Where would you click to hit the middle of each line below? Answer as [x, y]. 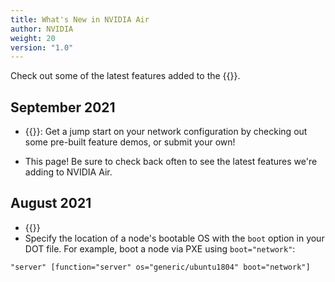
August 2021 [51, 203]
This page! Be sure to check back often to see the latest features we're [171, 162]
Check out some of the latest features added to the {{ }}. [125, 76]
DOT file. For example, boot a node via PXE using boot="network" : [160, 248]
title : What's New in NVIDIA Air [80, 19]
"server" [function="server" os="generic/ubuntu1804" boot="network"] [160, 267]
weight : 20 [33, 38]
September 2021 [63, 107]
